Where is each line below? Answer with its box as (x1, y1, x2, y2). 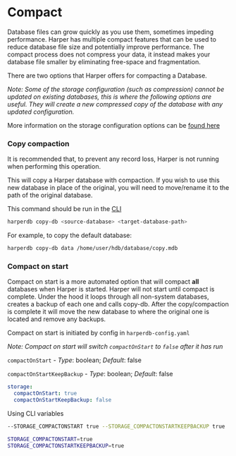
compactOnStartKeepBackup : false (13, 397, 112, 404)
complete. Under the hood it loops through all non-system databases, (7, 292, 209, 301)
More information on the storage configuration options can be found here (7, 121, 221, 129)
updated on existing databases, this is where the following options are (7, 92, 212, 101)
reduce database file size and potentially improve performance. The (7, 42, 204, 51)
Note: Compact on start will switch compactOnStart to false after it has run (7, 342, 223, 351)
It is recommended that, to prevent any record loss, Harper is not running (7, 155, 220, 163)
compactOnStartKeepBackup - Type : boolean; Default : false (7, 370, 173, 378)
